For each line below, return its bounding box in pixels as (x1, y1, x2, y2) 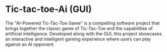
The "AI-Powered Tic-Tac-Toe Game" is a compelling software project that (5, 20, 160, 26)
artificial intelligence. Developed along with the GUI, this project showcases (5, 30, 162, 36)
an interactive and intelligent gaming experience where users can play (5, 36, 151, 42)
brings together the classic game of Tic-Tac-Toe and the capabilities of (5, 25, 153, 31)
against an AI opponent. (5, 41, 55, 47)
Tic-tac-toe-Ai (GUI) (5, 3, 92, 15)
